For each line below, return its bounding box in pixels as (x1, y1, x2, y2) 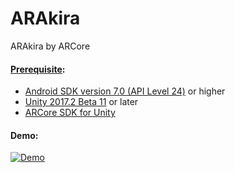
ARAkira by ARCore (10, 40, 91, 52)
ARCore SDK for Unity (24, 107, 116, 119)
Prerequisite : (10, 63, 66, 75)
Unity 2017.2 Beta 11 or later (24, 96, 139, 108)
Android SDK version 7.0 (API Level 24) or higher (24, 85, 226, 97)
